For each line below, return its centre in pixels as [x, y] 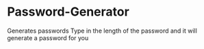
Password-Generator [68, 12]
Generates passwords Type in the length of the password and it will [102, 31]
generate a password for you [48, 37]
